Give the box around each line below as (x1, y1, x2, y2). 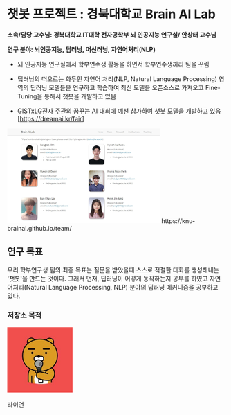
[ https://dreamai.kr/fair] (17, 114, 84, 123)
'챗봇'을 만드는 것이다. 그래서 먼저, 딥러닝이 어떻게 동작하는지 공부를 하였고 (7, 274, 209, 283)
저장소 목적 (7, 310, 42, 320)
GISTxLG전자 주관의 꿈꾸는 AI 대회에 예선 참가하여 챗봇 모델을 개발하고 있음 (17, 107, 221, 115)
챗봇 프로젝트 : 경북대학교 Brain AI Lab (7, 6, 216, 22)
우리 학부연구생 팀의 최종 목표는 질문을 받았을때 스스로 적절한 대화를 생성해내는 (7, 265, 220, 274)
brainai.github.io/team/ (7, 224, 73, 232)
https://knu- (161, 216, 196, 225)
